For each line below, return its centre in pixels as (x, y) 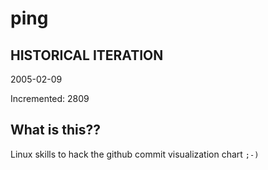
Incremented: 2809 (50, 98)
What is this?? (55, 130)
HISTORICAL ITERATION (87, 55)
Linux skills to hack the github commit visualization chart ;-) (135, 154)
